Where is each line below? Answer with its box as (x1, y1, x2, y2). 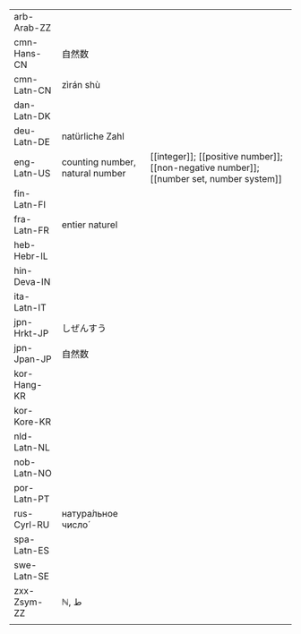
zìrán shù (61, 79, 101, 90)
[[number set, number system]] (150, 173, 282, 184)
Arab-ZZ (13, 21, 52, 34)
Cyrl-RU (13, 518, 50, 531)
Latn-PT (13, 493, 50, 505)
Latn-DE (13, 136, 51, 148)
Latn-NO (13, 467, 52, 479)
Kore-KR (13, 416, 52, 428)
